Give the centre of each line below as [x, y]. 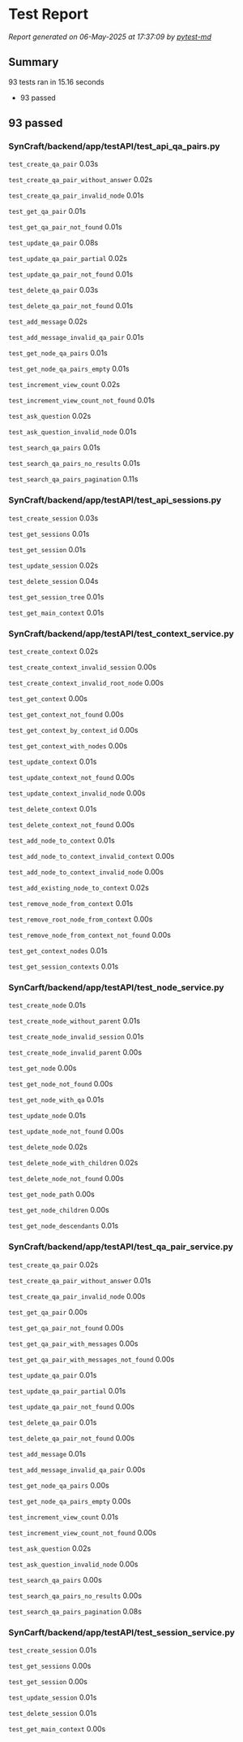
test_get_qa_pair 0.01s [47, 211]
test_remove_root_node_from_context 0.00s [81, 919]
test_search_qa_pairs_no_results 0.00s [75, 1596]
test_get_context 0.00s [48, 699]
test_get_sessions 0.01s [49, 533]
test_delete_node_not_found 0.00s [66, 1178]
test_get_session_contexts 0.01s [64, 967]
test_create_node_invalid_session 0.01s [76, 1037]
